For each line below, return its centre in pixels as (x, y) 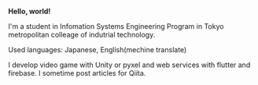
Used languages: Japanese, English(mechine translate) (98, 50)
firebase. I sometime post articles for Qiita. (77, 73)
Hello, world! (29, 11)
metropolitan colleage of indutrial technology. (82, 35)
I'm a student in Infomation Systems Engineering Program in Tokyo (116, 26)
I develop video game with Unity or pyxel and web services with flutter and (129, 65)
